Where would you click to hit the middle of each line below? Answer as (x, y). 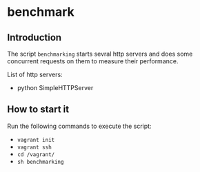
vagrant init (36, 140)
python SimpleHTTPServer (55, 88)
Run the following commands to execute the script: (79, 126)
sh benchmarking (40, 162)
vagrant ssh (34, 147)
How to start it (38, 110)
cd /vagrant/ (36, 154)
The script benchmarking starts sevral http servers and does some (100, 54)
